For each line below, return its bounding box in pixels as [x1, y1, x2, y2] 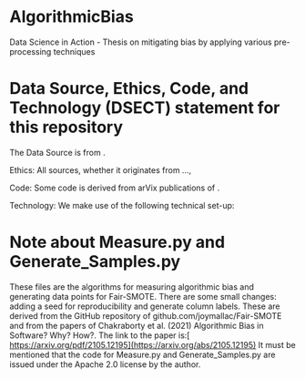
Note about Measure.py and [9, 232, 226, 252]
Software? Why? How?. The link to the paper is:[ [9, 330, 190, 341]
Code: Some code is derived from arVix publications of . [9, 182, 220, 193]
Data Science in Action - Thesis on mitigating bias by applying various [9, 36, 272, 47]
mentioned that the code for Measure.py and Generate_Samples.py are [9, 349, 276, 360]
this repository [9, 117, 123, 138]
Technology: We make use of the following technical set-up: [9, 200, 235, 210]
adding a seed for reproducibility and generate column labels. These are [9, 301, 280, 312]
